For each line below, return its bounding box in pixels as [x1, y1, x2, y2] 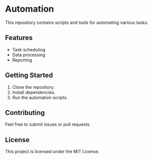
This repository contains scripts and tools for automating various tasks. [5, 20, 149, 25]
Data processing [12, 52, 45, 58]
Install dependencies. [12, 89, 56, 95]
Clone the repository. [12, 84, 55, 90]
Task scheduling [12, 46, 45, 52]
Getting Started [5, 71, 53, 79]
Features [5, 34, 33, 42]
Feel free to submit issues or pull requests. [5, 121, 91, 127]
